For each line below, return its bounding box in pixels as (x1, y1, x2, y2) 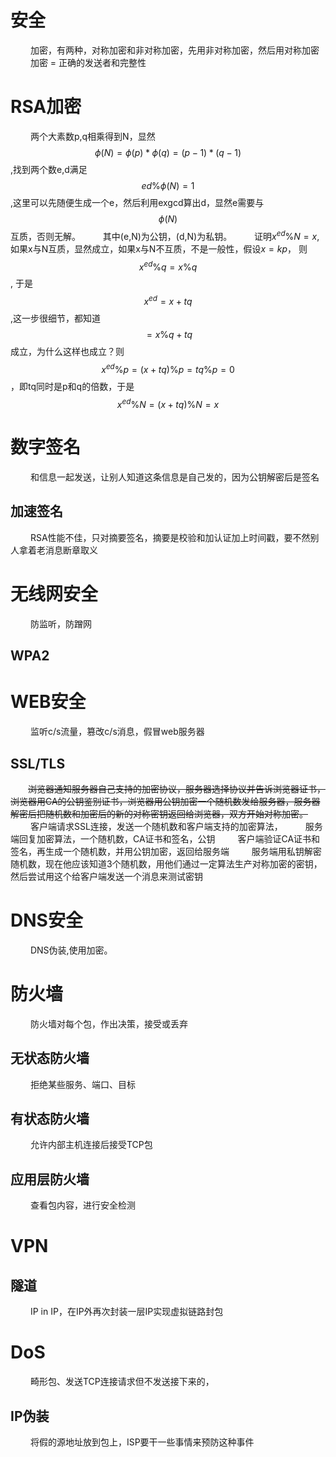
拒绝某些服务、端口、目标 (29, 1078, 136, 1090)
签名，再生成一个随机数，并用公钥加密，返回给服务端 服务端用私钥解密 (10, 845, 322, 857)
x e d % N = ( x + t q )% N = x (116, 396, 220, 410)
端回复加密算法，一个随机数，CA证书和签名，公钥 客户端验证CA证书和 (10, 832, 321, 845)
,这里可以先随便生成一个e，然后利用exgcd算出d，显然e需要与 (10, 196, 265, 208)
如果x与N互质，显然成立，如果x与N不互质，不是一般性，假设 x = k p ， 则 (10, 242, 308, 255)
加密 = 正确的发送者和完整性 (29, 56, 147, 68)
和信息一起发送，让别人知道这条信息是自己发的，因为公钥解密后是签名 (29, 471, 320, 483)
